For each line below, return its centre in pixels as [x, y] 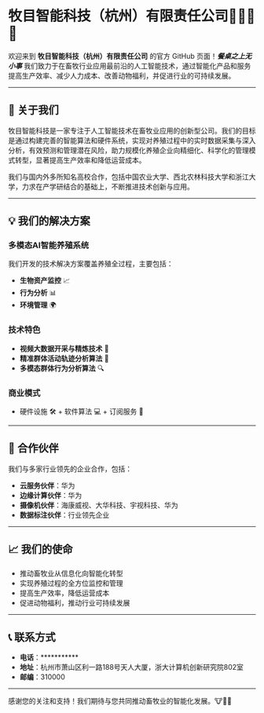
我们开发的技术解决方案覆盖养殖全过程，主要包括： [91, 264]
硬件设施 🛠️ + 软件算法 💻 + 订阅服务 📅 [81, 411]
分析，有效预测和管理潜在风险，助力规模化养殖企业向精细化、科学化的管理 [128, 150]
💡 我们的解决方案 [49, 221]
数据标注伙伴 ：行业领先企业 [64, 514]
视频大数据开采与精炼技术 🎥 [64, 348]
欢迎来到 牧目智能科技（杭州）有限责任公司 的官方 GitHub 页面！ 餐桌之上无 [130, 56]
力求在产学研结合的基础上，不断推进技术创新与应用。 [108, 186]
